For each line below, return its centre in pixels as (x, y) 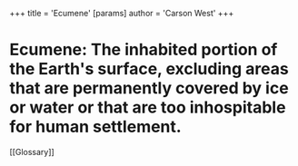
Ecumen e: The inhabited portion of (144, 50)
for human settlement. (95, 127)
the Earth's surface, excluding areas (149, 69)
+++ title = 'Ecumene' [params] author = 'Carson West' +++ (122, 13)
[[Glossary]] (32, 151)
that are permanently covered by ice (149, 88)
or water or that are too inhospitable (148, 107)
